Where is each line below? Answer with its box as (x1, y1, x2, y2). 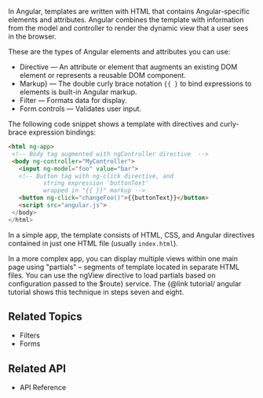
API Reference (19, 383, 67, 392)
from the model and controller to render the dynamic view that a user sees (8, 24, 249, 32)
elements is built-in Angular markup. (19, 87, 137, 97)
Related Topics (8, 310, 82, 323)
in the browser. (8, 31, 57, 41)
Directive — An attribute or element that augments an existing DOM (19, 62, 238, 72)
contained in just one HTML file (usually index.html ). (8, 238, 178, 248)
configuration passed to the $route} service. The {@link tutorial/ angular (8, 278, 242, 288)
